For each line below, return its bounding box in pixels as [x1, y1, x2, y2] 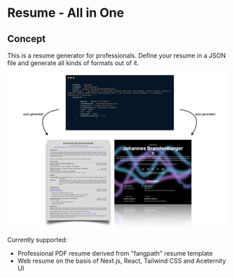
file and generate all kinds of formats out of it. [7, 59, 139, 67]
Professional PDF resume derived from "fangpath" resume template [17, 249, 213, 258]
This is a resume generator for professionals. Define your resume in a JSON [7, 51, 226, 60]
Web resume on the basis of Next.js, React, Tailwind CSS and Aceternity [17, 257, 226, 265]
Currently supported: [7, 236, 68, 244]
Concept [7, 33, 46, 45]
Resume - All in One [7, 5, 125, 21]
